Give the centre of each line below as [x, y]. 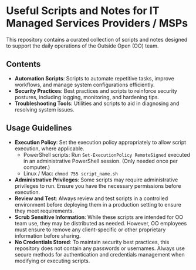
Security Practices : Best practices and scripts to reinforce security [96, 91]
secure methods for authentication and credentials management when [99, 254]
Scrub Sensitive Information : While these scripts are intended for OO [99, 217]
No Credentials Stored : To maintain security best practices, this [92, 242]
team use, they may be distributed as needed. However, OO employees [101, 223]
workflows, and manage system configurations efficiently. [85, 85]
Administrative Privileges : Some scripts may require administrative [96, 180]
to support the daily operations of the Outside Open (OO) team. [82, 46]
